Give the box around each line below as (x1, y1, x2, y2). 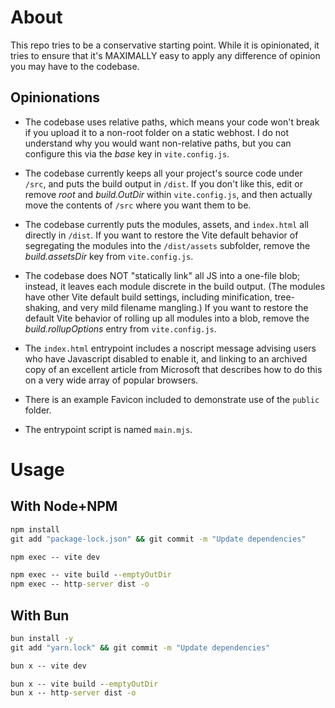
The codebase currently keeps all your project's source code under (24, 167, 303, 179)
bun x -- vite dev (10, 661, 87, 671)
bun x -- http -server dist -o (10, 688, 137, 698)
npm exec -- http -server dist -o (10, 579, 150, 590)
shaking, (24, 301, 61, 313)
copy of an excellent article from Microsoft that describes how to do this (24, 363, 323, 375)
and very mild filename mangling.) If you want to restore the (62, 301, 309, 313)
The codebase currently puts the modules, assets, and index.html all (24, 218, 309, 230)
